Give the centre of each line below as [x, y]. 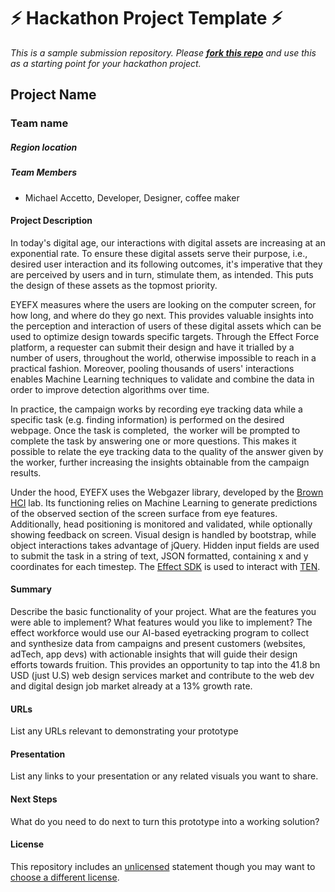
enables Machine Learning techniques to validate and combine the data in [162, 379]
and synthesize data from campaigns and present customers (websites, [158, 643]
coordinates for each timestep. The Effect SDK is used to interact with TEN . [165, 566]
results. [26, 472]
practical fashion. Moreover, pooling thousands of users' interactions [152, 368]
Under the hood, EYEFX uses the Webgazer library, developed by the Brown [167, 492]
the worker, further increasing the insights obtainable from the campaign [160, 462]
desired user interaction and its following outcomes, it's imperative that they [166, 264]
